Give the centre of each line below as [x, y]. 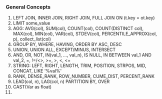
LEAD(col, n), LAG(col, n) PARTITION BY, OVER [61, 81]
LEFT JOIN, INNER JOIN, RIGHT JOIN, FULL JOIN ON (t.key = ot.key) [84, 18]
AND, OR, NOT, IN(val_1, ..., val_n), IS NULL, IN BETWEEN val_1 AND [82, 55]
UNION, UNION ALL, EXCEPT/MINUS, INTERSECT [64, 50]
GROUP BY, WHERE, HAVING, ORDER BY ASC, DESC [67, 44]
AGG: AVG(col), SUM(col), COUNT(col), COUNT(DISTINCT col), [78, 28]
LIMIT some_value [31, 23]
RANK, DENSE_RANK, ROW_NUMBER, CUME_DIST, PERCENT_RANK [83, 76]
